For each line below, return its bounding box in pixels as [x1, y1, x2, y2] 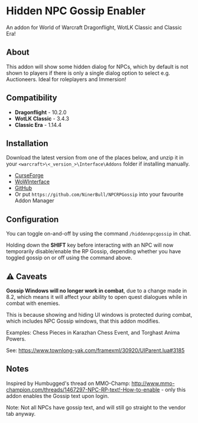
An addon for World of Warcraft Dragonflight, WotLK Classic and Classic [6, 24, 182, 31]
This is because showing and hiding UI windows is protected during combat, [6, 311, 193, 318]
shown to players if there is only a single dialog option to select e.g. [6, 69, 170, 77]
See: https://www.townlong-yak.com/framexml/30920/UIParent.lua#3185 [6, 347, 185, 354]
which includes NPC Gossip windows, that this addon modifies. [6, 317, 160, 325]
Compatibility [6, 93, 57, 103]
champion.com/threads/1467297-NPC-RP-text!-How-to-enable [6, 386, 160, 393]
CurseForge [14, 172, 44, 179]
